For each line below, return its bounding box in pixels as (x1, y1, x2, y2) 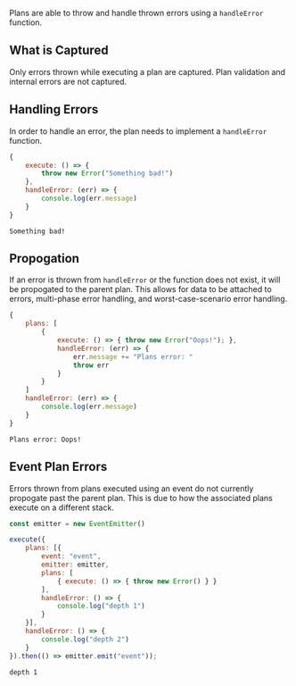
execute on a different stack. (9, 502, 114, 513)
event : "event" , (41, 552, 102, 561)
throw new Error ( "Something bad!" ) (41, 169, 174, 178)
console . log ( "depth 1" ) (56, 602, 145, 611)
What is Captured (9, 43, 109, 58)
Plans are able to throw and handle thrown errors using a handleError (9, 8, 264, 18)
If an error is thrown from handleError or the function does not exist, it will (9, 274, 281, 285)
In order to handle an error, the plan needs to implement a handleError (9, 125, 267, 137)
